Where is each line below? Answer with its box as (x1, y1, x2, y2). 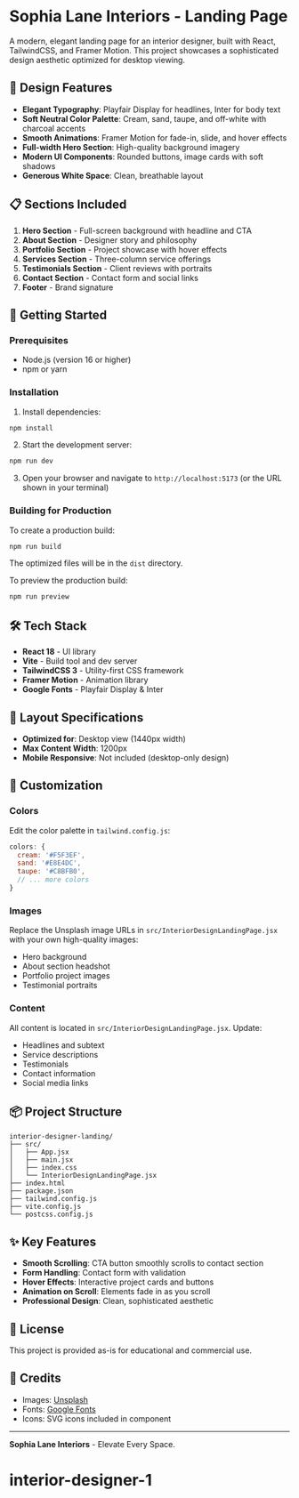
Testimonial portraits (21, 980, 98, 991)
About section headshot (21, 961, 110, 971)
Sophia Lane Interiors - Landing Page (9, 6, 288, 27)
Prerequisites (9, 334, 69, 346)
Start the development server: (21, 439, 133, 450)
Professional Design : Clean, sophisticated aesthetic (21, 1296, 214, 1307)
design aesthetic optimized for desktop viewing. (9, 54, 185, 65)
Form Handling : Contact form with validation (21, 1268, 187, 1278)
